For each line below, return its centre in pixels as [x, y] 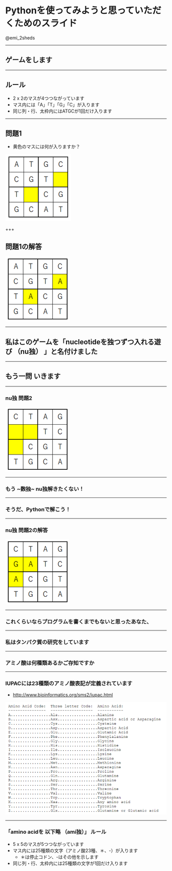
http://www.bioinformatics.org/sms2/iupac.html [63, 695]
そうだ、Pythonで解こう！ [38, 510]
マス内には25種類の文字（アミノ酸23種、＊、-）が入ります [75, 851]
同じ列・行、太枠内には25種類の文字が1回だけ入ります [70, 863]
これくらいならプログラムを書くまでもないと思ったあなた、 [79, 621]
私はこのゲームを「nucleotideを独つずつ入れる [80, 342]
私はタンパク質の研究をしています [47, 642]
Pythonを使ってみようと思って [70, 10]
